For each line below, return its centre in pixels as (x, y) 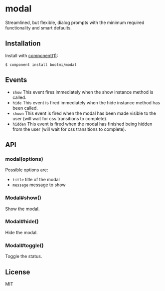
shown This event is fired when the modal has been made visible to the (84, 113)
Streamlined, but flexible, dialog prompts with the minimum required (75, 22)
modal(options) (24, 159)
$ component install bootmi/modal (41, 65)
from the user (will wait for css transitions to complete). (69, 129)
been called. (25, 108)
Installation (23, 44)
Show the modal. (22, 209)
